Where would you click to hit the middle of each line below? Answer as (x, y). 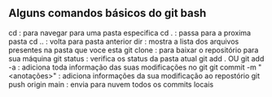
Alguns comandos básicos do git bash (107, 13)
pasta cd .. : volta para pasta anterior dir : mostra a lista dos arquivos (124, 41)
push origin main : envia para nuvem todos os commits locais (111, 84)
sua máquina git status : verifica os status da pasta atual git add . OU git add (136, 58)
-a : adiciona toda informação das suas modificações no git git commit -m (132, 67)
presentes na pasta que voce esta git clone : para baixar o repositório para (134, 50)
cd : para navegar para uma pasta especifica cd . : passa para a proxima (129, 32)
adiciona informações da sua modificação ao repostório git (161, 75)
